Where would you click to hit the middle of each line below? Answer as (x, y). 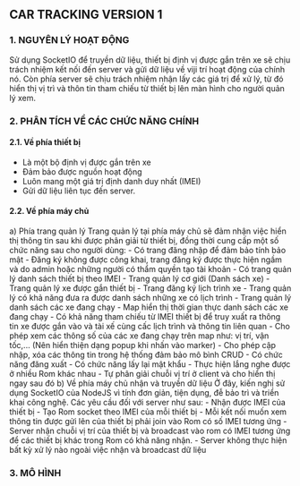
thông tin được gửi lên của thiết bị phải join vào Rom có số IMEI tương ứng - (148, 422)
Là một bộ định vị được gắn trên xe (86, 162)
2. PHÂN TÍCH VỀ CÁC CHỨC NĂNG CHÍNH (104, 121)
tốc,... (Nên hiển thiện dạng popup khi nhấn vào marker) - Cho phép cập (142, 345)
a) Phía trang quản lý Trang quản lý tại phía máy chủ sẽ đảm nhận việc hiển (148, 231)
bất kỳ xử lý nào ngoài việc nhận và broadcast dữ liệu (108, 450)
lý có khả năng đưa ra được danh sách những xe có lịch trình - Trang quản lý (150, 298)
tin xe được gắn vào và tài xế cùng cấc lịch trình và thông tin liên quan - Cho (150, 327)
